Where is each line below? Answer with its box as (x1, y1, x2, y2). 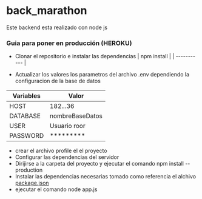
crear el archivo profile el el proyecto (15, 147, 107, 155)
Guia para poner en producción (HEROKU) (6, 39, 132, 47)
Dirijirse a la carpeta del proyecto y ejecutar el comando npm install (15, 160, 184, 167)
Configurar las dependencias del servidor (15, 153, 120, 161)
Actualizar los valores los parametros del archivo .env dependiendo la (15, 71, 190, 78)
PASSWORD (9, 132, 44, 140)
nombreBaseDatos (49, 112, 103, 120)
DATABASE (9, 112, 41, 120)
